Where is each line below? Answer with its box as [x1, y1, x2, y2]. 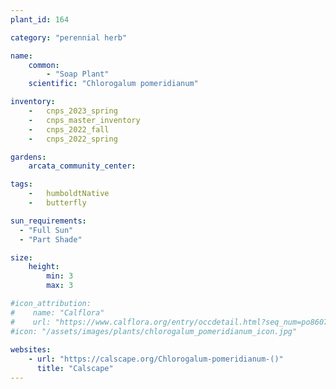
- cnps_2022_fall [28, 124, 110, 135]
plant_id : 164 [10, 14, 70, 25]
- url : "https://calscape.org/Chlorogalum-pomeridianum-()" [28, 354, 284, 365]
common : [28, 60, 60, 70]
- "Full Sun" [19, 225, 74, 235]
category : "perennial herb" [10, 32, 128, 43]
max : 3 [46, 281, 74, 291]
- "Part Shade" [19, 234, 83, 245]
